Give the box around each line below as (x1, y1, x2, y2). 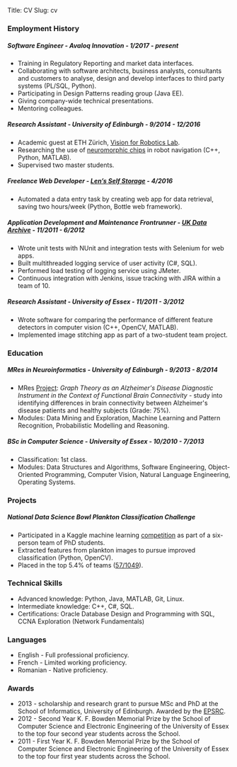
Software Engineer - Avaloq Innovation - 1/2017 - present (7, 41, 179, 50)
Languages (7, 635, 47, 645)
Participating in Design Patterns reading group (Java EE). (17, 88, 184, 98)
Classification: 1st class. (17, 455, 88, 463)
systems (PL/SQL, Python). (17, 81, 97, 90)
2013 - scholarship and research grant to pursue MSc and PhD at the (17, 700, 219, 708)
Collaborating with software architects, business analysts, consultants (17, 67, 222, 75)
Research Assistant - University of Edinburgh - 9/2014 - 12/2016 (7, 120, 201, 129)
